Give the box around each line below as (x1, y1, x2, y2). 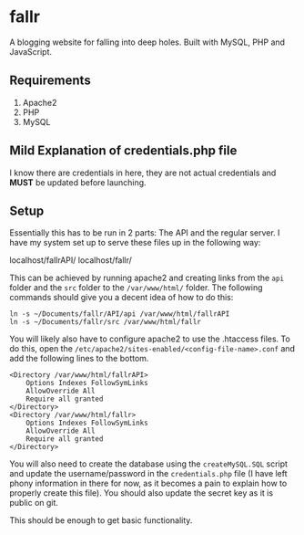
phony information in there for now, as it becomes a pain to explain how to (9, 477, 288, 489)
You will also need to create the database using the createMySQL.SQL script (9, 458, 289, 469)
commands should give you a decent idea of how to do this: (9, 292, 234, 303)
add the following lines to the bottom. (9, 353, 149, 364)
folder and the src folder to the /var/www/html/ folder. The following (9, 282, 263, 293)
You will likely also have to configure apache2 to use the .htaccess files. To (9, 333, 291, 344)
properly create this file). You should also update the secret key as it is (9, 488, 274, 498)
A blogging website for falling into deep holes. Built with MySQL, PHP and (9, 37, 285, 47)
